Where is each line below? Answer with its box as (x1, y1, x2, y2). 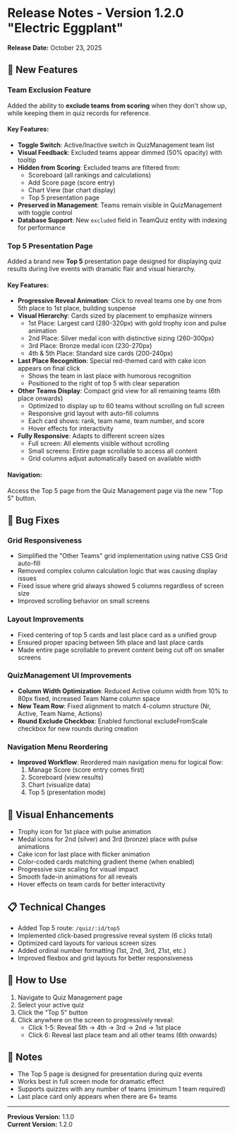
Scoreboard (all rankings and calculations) (28, 170, 152, 179)
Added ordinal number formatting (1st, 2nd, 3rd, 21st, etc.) (17, 946, 187, 954)
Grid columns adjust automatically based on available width (28, 454, 201, 463)
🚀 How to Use (7, 974, 67, 986)
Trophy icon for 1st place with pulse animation (17, 827, 152, 835)
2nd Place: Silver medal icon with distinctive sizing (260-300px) (28, 334, 214, 342)
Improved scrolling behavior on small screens (17, 596, 150, 606)
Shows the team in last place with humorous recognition (28, 371, 192, 380)
